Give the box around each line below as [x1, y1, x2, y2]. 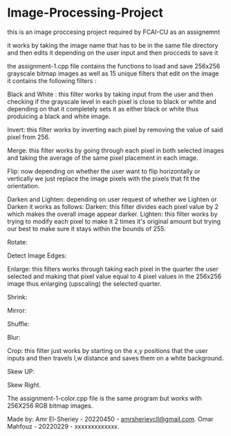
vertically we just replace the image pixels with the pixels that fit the [7, 174, 201, 183]
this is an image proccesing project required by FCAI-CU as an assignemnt [7, 28, 220, 36]
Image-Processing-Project [7, 5, 164, 21]
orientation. [7, 181, 40, 190]
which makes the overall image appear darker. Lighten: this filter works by [7, 210, 218, 218]
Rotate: [7, 237, 28, 246]
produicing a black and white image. [7, 112, 111, 120]
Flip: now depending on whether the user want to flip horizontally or [7, 167, 201, 175]
